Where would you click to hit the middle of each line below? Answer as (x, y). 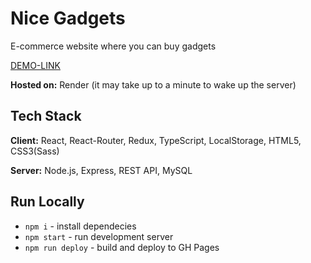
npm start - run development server (99, 236)
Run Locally (47, 202)
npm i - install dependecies (80, 226)
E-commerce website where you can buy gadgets (113, 46)
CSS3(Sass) (35, 151)
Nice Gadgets (68, 18)
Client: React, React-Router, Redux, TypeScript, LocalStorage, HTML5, (156, 140)
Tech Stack (46, 116)
